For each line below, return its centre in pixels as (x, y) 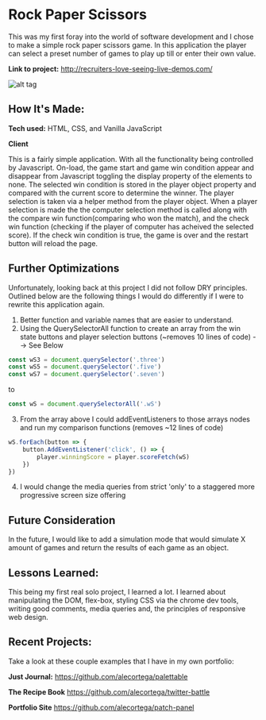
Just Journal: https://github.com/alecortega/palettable (98, 676)
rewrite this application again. (56, 304)
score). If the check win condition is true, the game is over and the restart (128, 235)
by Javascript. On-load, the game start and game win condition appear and (131, 167)
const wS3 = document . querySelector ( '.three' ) (87, 360)
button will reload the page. (53, 243)
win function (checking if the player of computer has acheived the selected (131, 226)
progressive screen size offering (73, 495)
